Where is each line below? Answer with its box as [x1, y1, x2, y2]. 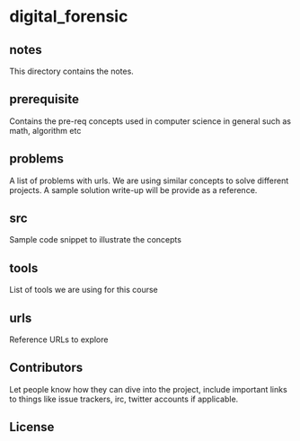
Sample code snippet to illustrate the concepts [9, 234, 182, 245]
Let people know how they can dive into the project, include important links [9, 384, 287, 394]
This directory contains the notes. [9, 66, 135, 76]
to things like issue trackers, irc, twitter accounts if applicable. [9, 393, 239, 404]
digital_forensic [9, 6, 128, 27]
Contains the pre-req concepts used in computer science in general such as [9, 115, 292, 127]
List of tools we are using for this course [9, 285, 159, 295]
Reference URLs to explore [9, 334, 109, 345]
